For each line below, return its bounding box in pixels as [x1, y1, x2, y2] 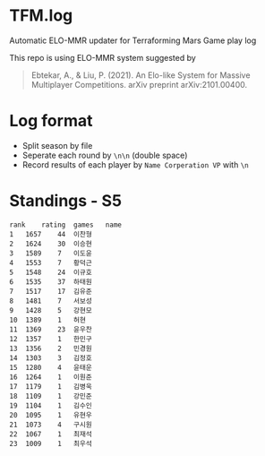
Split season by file [21, 140, 93, 151]
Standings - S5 [9, 191, 123, 211]
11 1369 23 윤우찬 [9, 324, 92, 334]
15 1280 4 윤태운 [9, 363, 92, 372]
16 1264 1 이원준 [9, 373, 92, 382]
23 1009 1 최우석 [9, 439, 92, 448]
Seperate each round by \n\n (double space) [21, 150, 188, 160]
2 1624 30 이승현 [9, 239, 92, 248]
